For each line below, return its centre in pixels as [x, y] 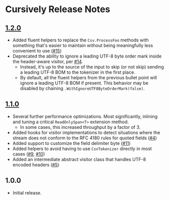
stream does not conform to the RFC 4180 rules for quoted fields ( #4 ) [85, 138]
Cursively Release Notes [58, 9]
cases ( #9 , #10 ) [29, 154]
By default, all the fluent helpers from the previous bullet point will [89, 78]
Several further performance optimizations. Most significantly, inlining [85, 116]
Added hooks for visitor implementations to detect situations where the [86, 132]
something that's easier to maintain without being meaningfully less [83, 45]
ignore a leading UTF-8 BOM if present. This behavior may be [84, 83]
